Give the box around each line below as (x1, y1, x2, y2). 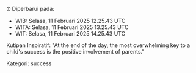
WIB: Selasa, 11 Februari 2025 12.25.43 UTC (15, 17, 126, 24)
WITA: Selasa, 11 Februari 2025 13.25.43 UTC (15, 24, 129, 31)
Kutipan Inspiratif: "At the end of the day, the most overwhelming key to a (6, 42, 191, 49)
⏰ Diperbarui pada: (6, 5, 55, 12)
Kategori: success (6, 60, 52, 67)
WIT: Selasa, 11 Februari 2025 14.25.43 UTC (15, 30, 126, 37)
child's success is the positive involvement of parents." (6, 48, 145, 55)
